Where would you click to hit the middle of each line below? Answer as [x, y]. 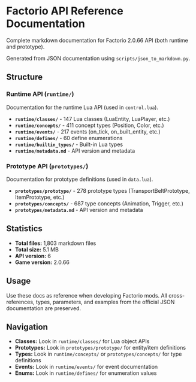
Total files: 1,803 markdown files [55, 243]
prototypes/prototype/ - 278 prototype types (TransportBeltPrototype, [102, 190]
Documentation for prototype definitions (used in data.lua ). [80, 179]
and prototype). [25, 47]
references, [20, 302]
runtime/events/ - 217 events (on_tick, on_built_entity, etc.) [88, 131]
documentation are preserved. [44, 308]
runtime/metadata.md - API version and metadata [75, 150]
